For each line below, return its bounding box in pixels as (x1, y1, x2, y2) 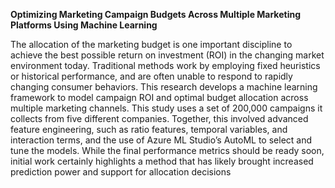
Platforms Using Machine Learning (10, 19, 158, 31)
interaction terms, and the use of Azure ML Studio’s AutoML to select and (10, 134, 313, 146)
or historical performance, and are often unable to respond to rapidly (10, 70, 293, 82)
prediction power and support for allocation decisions (10, 166, 232, 178)
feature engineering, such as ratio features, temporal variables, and (10, 124, 288, 135)
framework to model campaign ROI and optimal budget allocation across (10, 92, 309, 103)
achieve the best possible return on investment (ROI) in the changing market (10, 49, 325, 61)
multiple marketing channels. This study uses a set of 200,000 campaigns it (10, 102, 323, 114)
